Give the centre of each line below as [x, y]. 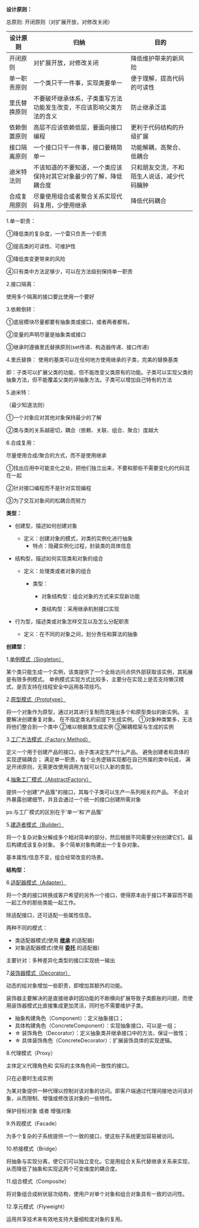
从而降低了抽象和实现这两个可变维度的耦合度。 [63, 1169]
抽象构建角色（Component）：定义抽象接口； [69, 1018]
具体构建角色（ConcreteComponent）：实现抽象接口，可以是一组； [96, 1025]
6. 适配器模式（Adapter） [36, 882]
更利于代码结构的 [155, 127]
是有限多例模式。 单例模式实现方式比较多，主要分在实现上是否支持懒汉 [92, 679]
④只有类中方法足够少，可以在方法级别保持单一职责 [70, 271]
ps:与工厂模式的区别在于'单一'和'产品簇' [54, 812]
